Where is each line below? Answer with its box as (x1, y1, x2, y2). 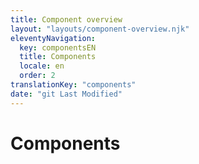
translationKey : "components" (10, 80, 137, 90)
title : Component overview (10, 14, 123, 25)
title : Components (19, 52, 97, 62)
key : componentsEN (19, 42, 97, 53)
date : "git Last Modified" (10, 89, 123, 99)
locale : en (19, 61, 65, 71)
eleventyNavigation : (10, 33, 97, 43)
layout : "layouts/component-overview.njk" (10, 24, 190, 34)
